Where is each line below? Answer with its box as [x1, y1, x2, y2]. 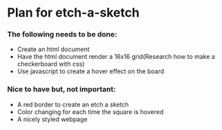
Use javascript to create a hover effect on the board [17, 67, 164, 75]
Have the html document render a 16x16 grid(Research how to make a [17, 53, 215, 61]
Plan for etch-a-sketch [7, 5, 140, 21]
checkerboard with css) [17, 60, 85, 68]
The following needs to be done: [7, 30, 117, 39]
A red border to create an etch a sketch [17, 100, 129, 109]
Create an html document [17, 45, 90, 53]
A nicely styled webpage [17, 115, 88, 123]
